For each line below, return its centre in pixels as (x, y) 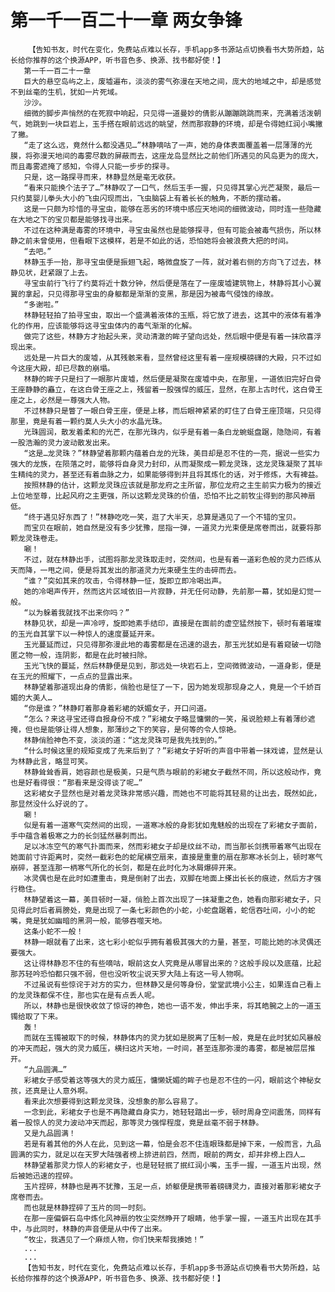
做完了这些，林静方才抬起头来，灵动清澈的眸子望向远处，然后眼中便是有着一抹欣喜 (169, 336)
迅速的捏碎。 (55, 1176)
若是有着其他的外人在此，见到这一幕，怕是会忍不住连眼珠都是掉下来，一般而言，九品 (172, 1144)
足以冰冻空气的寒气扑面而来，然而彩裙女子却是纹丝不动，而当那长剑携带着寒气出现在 (172, 846)
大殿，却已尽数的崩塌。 (73, 368)
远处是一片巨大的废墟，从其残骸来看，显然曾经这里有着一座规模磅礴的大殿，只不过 (169, 357)
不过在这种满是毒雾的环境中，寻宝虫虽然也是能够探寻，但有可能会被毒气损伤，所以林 (172, 230)
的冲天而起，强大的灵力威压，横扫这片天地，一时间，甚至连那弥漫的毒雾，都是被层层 (159, 1048)
